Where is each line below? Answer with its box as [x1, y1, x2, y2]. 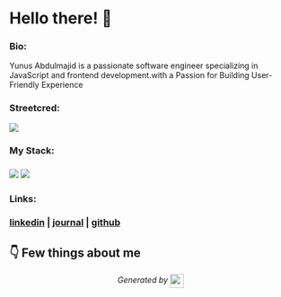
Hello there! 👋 [9, 8, 112, 29]
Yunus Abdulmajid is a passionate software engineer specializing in [9, 60, 259, 71]
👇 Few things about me [9, 245, 141, 260]
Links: [9, 192, 37, 205]
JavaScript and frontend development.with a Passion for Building [9, 70, 250, 81]
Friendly [9, 80, 40, 91]
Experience [40, 80, 83, 91]
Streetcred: [9, 102, 60, 115]
